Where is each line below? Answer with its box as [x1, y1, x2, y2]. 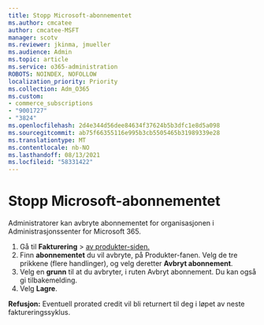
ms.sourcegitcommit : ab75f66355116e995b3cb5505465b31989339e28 [8, 129, 221, 136]
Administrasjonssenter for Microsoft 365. [8, 226, 142, 237]
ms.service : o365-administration [8, 63, 118, 71]
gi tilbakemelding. [19, 275, 77, 285]
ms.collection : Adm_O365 [8, 84, 90, 93]
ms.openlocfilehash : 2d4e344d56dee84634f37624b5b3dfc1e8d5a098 [8, 121, 221, 129]
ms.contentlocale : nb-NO [8, 144, 90, 151]
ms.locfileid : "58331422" [8, 159, 93, 166]
